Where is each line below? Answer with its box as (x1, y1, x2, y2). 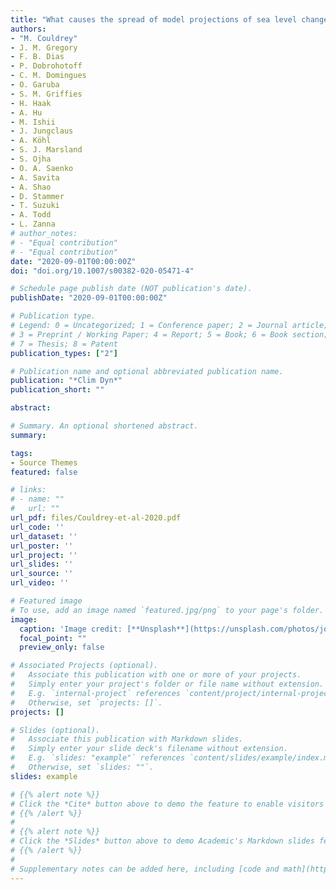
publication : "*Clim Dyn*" (10, 376, 123, 386)
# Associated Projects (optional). (10, 661, 159, 671)
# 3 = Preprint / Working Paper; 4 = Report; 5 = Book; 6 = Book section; (10, 329, 329, 340)
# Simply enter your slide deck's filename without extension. (10, 744, 288, 754)
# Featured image (10, 596, 83, 606)
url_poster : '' (10, 541, 74, 551)
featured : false (10, 467, 78, 477)
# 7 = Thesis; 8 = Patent (10, 339, 118, 349)
